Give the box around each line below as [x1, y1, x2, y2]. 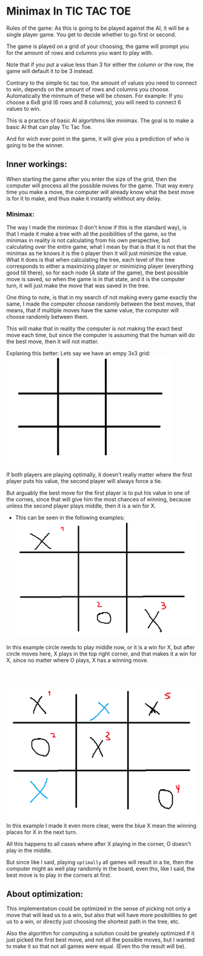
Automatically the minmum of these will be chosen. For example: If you [6, 92, 184, 99]
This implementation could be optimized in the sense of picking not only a [6, 905, 191, 912]
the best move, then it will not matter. [6, 338, 99, 345]
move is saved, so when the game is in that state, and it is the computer [6, 276, 185, 283]
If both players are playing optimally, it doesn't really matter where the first [6, 471, 193, 478]
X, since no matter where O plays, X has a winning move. [6, 657, 148, 664]
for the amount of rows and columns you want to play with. [6, 49, 153, 56]
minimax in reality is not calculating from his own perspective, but [6, 237, 170, 244]
